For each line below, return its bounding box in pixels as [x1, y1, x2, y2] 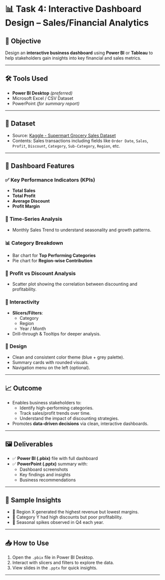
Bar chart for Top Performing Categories [12, 252, 96, 258]
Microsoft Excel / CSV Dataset [12, 95, 74, 101]
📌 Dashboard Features [5, 162, 75, 170]
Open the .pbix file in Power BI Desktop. [12, 554, 94, 560]
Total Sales [12, 187, 36, 194]
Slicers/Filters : [12, 310, 43, 316]
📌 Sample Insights [5, 496, 61, 504]
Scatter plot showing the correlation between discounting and [12, 281, 137, 287]
